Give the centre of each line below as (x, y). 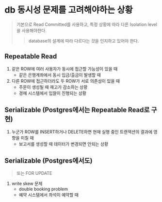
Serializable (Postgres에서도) (49, 160)
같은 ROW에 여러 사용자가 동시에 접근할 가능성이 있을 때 (65, 69)
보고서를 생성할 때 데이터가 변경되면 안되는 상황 (64, 144)
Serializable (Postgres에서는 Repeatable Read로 (77, 110)
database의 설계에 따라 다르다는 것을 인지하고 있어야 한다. (84, 41)
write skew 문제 (27, 184)
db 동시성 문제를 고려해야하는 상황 (69, 10)
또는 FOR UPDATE (34, 173)
